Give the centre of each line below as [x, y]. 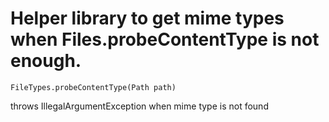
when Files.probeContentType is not [165, 39]
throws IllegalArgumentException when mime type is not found [139, 106]
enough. [46, 61]
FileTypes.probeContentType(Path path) [93, 87]
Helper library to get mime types [147, 18]
